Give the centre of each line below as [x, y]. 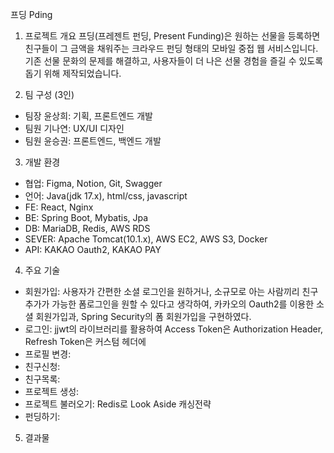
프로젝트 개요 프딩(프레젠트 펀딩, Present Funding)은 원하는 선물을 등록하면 [172, 36]
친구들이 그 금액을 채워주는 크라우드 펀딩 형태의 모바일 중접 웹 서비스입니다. [171, 48]
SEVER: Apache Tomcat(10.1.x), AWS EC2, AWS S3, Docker [146, 239]
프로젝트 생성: [52, 391]
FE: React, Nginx [59, 207]
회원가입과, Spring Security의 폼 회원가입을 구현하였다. [143, 316]
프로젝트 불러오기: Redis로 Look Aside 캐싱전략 [118, 404]
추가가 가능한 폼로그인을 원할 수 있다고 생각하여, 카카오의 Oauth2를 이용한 [169, 304]
